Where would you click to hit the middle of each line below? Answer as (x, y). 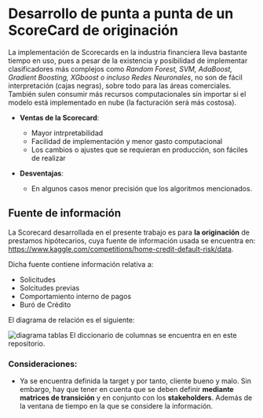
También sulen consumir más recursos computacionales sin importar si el (127, 94)
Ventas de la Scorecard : (59, 117)
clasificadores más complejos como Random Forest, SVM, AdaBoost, (121, 68)
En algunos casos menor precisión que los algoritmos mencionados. (142, 188)
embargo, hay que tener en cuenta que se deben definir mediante (126, 390)
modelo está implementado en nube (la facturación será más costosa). (122, 102)
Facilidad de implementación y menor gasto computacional (127, 141)
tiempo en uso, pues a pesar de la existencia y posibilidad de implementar (128, 61)
